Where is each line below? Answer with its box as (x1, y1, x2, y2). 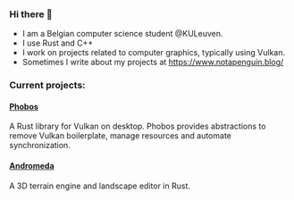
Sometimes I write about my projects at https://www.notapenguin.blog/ (21, 57, 284, 68)
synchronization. (9, 140, 71, 151)
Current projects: (9, 79, 87, 92)
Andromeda (9, 161, 55, 171)
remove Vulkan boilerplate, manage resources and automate (9, 130, 232, 141)
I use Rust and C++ (21, 37, 94, 48)
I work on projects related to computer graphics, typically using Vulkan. (21, 47, 286, 58)
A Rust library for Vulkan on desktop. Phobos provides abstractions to (9, 121, 266, 132)
